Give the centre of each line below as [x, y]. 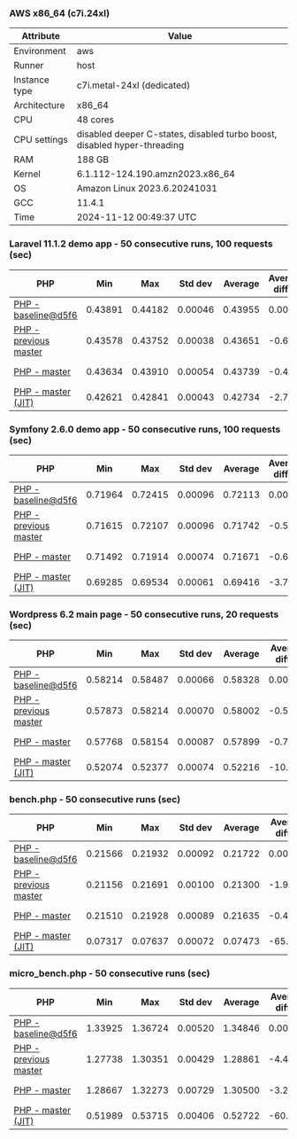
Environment [40, 51]
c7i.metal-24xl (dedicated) [133, 85]
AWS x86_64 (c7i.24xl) [60, 13]
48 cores [95, 120]
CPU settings [41, 140]
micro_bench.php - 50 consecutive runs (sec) [110, 973]
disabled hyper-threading [130, 145]
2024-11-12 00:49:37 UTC [137, 217]
